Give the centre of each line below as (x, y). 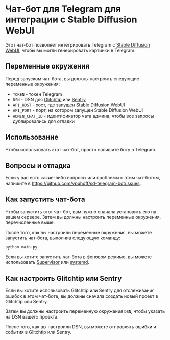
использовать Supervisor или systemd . (47, 262)
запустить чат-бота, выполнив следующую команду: (63, 238)
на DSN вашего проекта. (32, 317)
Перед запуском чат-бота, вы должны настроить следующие (72, 78)
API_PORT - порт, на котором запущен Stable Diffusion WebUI (78, 110)
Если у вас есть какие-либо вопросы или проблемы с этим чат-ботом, (83, 178)
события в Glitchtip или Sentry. (39, 332)
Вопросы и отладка (38, 165)
